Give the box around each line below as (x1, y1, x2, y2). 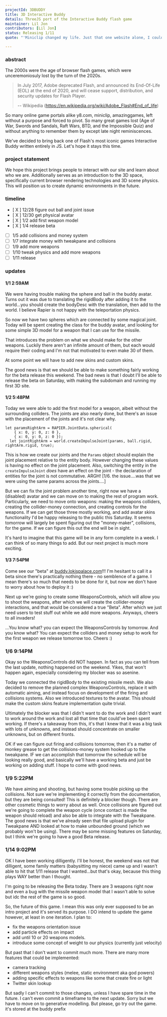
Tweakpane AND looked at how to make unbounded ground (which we (5, 823, 150, 829)
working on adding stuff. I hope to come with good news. (5, 762, 122, 768)
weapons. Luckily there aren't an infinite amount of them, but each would (5, 342, 155, 348)
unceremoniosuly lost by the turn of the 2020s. (5, 73, 102, 79)
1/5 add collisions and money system (12, 232, 88, 238)
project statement (5, 156, 50, 163)
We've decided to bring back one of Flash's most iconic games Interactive (5, 138, 158, 144)
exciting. (5, 545, 23, 552)
